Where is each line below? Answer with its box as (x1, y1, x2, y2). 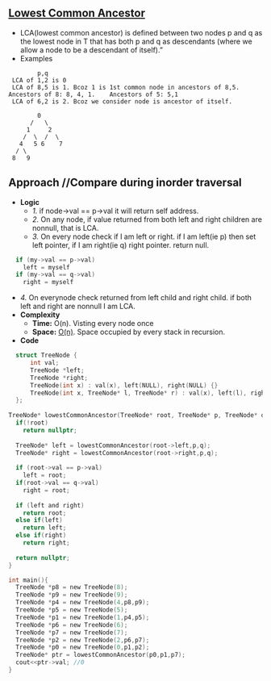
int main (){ (8, 576, 48, 584)
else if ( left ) (15, 516, 63, 524)
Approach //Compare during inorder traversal (8, 176, 242, 190)
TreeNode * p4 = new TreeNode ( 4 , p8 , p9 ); (15, 599, 150, 607)
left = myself (23, 263, 70, 271)
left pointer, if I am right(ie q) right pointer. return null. (31, 240, 210, 249)
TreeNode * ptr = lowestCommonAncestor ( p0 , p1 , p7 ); (15, 651, 186, 659)
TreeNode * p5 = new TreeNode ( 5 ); (15, 606, 128, 614)
